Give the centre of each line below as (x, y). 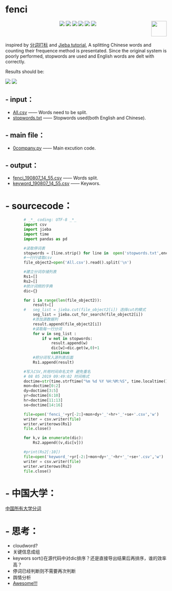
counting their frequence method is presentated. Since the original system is (86, 50)
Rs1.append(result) (53, 362)
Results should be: (25, 71)
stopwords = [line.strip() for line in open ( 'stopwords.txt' (91, 253)
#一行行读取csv (38, 258)
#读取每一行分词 (47, 329)
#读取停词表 (34, 248)
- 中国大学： (31, 493)
